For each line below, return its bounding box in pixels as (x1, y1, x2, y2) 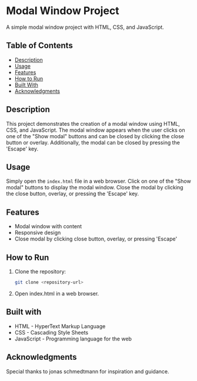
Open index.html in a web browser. (14, 290, 99, 297)
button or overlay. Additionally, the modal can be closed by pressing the (6, 139, 181, 146)
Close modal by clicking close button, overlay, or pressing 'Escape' (14, 235, 178, 242)
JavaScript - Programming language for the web (14, 335, 132, 342)
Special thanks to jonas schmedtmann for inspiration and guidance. (6, 367, 169, 375)
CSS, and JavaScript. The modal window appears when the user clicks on (6, 126, 185, 133)
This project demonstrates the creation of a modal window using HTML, (6, 120, 181, 127)
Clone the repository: (14, 268, 66, 275)
